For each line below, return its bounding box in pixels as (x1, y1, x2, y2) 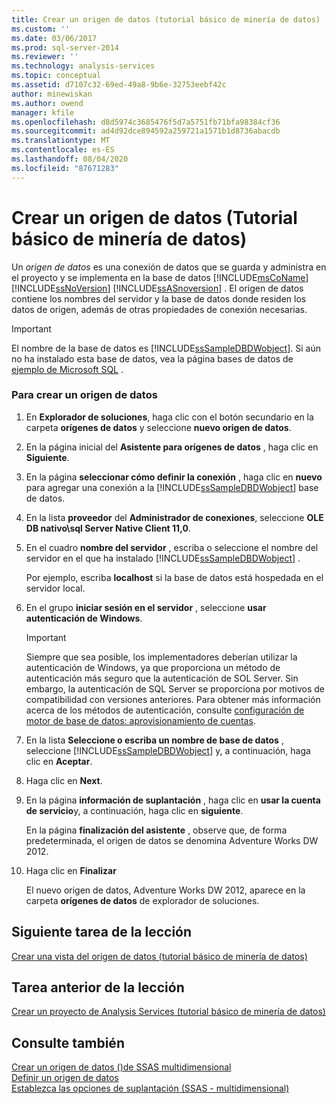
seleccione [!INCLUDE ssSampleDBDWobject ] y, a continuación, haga (25, 744, 311, 756)
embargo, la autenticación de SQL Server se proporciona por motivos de (25, 682, 325, 695)
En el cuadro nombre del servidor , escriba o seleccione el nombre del (25, 541, 319, 553)
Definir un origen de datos (11, 1072, 119, 1084)
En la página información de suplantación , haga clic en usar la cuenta (25, 794, 321, 806)
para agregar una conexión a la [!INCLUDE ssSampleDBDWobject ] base (25, 481, 319, 493)
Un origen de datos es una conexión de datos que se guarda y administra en (11, 261, 327, 273)
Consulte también (11, 1034, 125, 1051)
